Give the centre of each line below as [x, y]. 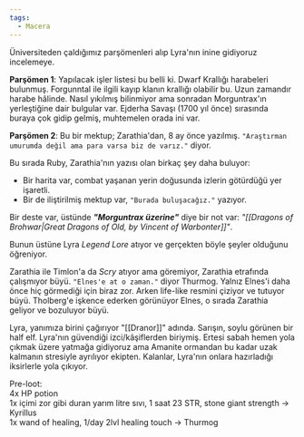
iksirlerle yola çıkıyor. [49, 366]
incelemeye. [32, 62]
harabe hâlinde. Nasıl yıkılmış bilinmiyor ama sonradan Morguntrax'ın [138, 98]
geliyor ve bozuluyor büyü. [59, 310]
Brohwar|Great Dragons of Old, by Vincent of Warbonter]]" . [121, 227]
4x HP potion [34, 393]
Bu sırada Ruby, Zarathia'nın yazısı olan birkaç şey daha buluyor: [130, 162]
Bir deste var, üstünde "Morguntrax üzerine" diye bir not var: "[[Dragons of [151, 217]
